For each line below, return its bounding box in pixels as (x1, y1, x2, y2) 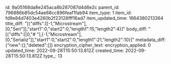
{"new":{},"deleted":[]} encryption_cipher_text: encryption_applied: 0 (5, 42, 151, 48)
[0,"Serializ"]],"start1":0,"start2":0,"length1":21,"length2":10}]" (5, 37, 135, 43)
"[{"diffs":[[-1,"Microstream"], (25, 20, 87, 26)
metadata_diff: (135, 37, 166, 43)
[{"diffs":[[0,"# (5, 31, 36, 37)
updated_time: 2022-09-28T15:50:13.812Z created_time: (5, 48, 124, 53)
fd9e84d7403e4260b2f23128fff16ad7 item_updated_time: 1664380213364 (5, 15, 164, 21)
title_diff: (5, 20, 24, 26)
